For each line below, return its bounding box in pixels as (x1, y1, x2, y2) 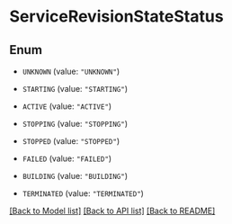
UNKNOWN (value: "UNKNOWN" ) (22, 66, 120, 76)
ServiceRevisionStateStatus (9, 6, 224, 27)
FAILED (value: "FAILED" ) (22, 153, 112, 164)
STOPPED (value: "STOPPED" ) (22, 136, 120, 146)
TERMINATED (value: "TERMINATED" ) (22, 188, 144, 199)
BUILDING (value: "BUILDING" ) (22, 171, 129, 181)
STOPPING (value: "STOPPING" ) (22, 119, 129, 129)
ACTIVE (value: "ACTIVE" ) (22, 101, 112, 112)
